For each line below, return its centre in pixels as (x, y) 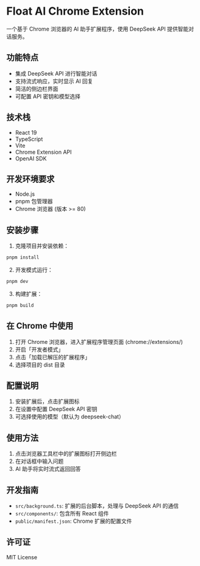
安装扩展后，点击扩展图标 (47, 401)
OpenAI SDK (31, 158)
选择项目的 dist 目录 (40, 365)
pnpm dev (17, 282)
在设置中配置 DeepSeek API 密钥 (56, 409)
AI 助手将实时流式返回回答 (48, 469)
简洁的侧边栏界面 (37, 88)
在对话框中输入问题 (39, 461)
